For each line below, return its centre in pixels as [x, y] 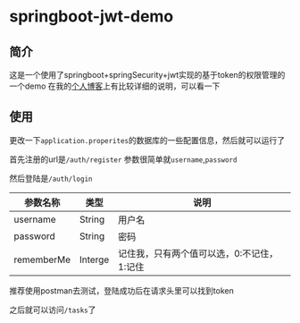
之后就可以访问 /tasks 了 [53, 310]
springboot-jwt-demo [92, 17]
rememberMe [42, 259]
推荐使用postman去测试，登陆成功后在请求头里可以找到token [121, 290]
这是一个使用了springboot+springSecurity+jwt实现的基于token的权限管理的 [147, 75]
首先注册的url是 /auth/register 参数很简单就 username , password [123, 159]
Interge [94, 259]
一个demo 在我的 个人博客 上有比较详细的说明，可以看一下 [115, 86]
